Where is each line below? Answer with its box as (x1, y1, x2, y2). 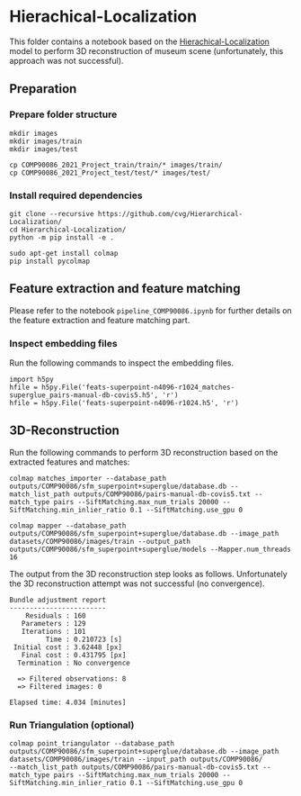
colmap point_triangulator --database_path (9, 739, 175, 748)
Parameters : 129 (21, 619, 87, 628)
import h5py (9, 375, 54, 384)
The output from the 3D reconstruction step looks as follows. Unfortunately (9, 568, 288, 579)
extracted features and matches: (9, 457, 130, 467)
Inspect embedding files (9, 337, 119, 349)
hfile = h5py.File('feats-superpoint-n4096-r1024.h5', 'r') (9, 399, 240, 408)
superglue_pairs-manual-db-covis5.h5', (9, 391, 159, 400)
